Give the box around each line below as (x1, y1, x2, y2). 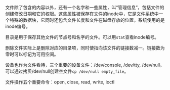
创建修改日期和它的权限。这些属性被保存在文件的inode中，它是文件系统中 (5, 11, 159, 17)
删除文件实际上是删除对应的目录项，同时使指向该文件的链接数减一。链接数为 (5, 45, 165, 51)
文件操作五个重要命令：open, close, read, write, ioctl (5, 79, 115, 85)
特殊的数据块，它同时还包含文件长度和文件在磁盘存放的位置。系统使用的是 (9, 17, 165, 23)
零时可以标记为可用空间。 (5, 51, 59, 57)
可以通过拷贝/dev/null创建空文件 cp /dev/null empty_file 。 (5, 68, 129, 74)
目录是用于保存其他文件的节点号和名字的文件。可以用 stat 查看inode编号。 (5, 34, 159, 40)
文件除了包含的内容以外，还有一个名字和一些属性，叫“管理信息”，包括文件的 (5, 5, 164, 10)
